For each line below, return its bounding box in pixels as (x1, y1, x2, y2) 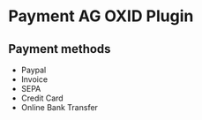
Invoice (20, 74, 49, 85)
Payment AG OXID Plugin (8, 6, 194, 26)
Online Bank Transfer (20, 102, 99, 112)
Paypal (20, 64, 47, 75)
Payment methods (8, 41, 111, 56)
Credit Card (20, 93, 64, 103)
